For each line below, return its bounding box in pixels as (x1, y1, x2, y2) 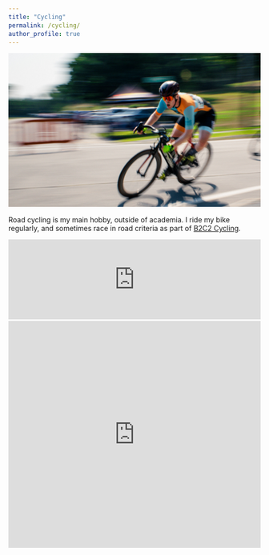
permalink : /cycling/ (8, 21, 81, 30)
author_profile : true (8, 30, 81, 38)
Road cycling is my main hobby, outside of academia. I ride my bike (8, 215, 231, 225)
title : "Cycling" (8, 13, 66, 21)
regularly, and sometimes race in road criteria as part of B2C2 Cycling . (8, 224, 242, 234)
